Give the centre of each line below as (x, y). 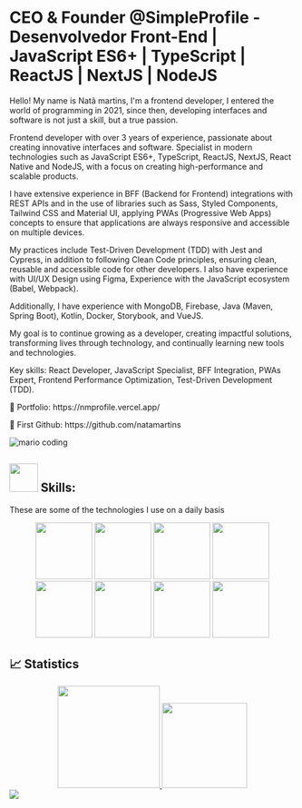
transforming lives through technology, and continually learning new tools (147, 342)
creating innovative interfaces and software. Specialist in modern (131, 147)
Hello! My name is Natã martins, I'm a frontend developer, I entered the (142, 100)
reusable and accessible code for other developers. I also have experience (149, 269)
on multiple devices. (47, 232)
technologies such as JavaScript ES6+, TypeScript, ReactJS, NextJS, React (151, 156)
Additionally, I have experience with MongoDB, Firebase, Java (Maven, (141, 306)
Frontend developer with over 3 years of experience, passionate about (141, 137)
